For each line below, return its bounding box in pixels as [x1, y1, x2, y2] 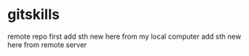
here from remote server [7, 39, 87, 49]
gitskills [7, 6, 60, 24]
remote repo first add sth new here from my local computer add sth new [7, 32, 242, 41]
